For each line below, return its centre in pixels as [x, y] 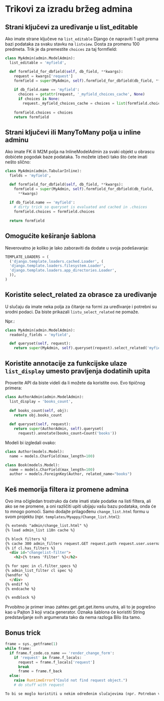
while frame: [18, 649]
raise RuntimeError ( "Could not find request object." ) [71, 680]
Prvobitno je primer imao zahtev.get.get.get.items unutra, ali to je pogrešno [81, 607]
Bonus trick [23, 633]
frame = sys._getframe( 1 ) [31, 644]
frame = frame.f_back [40, 671]
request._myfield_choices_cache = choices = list [74, 103]
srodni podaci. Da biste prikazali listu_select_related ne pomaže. [72, 312]
